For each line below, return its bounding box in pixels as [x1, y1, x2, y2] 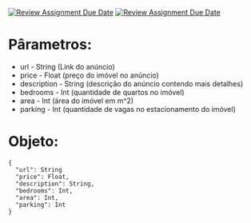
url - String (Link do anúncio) [19, 62, 116, 71]
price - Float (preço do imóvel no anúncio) [19, 70, 160, 80]
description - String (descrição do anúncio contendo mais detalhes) [19, 78, 244, 88]
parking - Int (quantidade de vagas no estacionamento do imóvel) [19, 104, 236, 113]
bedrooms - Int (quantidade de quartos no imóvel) [19, 87, 185, 97]
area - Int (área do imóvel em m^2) [19, 96, 134, 106]
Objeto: [8, 133, 58, 151]
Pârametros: [8, 36, 92, 54]
